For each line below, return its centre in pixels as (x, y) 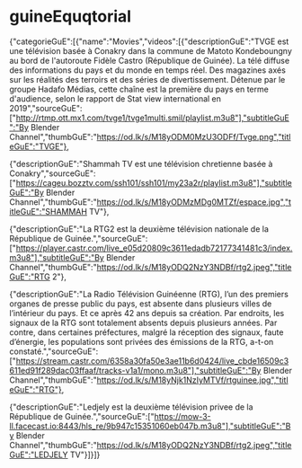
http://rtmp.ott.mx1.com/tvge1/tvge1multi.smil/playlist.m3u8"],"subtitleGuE (152, 118)
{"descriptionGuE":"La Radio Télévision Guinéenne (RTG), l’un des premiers (149, 294)
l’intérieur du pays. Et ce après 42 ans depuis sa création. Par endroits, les (147, 313)
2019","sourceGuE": (46, 108)
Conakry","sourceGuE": (53, 173)
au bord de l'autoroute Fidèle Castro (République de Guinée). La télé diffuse (150, 60)
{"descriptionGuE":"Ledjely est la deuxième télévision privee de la (131, 407)
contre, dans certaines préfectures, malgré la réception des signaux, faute (147, 332)
